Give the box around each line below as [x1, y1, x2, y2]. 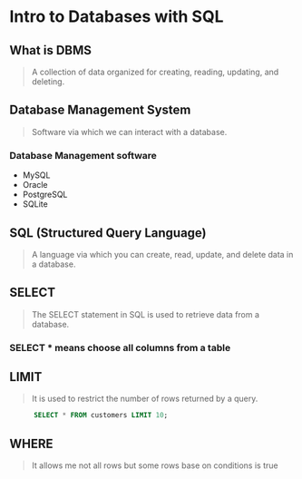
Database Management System [9, 103, 191, 118]
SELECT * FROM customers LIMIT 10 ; [33, 411, 169, 420]
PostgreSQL [22, 189, 68, 200]
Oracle [22, 180, 48, 191]
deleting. [31, 76, 65, 87]
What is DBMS [9, 43, 93, 58]
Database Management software [9, 149, 157, 161]
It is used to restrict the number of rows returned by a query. [31, 393, 258, 405]
